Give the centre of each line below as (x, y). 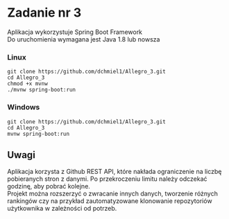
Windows (24, 107)
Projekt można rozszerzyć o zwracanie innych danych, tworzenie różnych (113, 194)
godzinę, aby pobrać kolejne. (49, 186)
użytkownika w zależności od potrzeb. (62, 209)
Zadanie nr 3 (44, 13)
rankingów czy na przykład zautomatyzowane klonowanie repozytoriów (110, 201)
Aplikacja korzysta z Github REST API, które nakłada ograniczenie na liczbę (114, 172)
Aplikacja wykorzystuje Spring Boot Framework (75, 32)
